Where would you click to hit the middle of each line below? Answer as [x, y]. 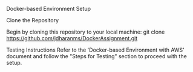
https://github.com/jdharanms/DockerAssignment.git [72, 38]
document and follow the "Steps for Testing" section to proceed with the [97, 56]
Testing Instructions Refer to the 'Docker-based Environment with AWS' [95, 50]
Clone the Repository [33, 20]
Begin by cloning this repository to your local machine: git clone [86, 32]
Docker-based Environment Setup [49, 9]
